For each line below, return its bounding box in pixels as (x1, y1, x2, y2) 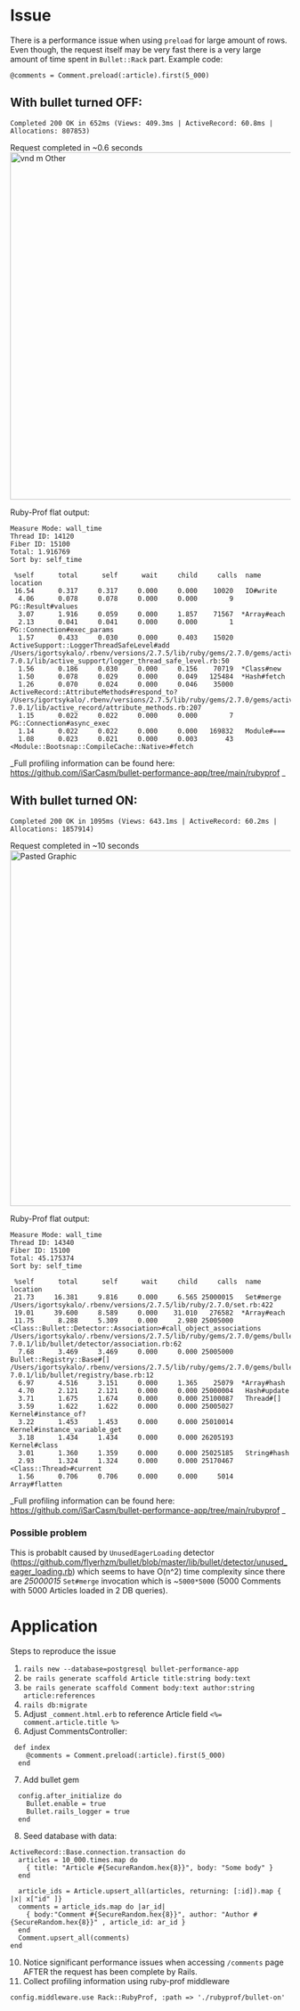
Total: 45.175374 (10, 1253, 75, 1263)
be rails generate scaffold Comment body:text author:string (22, 1683, 255, 1692)
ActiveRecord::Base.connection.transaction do (10, 1847, 186, 1857)
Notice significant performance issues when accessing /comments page (22, 1957, 284, 1967)
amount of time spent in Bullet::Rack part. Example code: (10, 53, 223, 64)
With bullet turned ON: (10, 794, 138, 809)
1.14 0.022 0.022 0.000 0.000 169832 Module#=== (18, 727, 286, 736)
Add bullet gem (22, 1774, 79, 1785)
